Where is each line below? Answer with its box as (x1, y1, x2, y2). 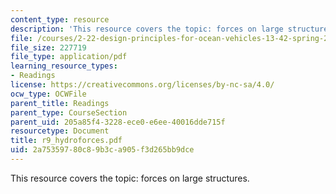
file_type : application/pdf (10, 52, 128, 62)
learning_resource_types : (10, 61, 118, 71)
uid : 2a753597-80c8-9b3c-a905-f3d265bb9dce (10, 145, 195, 155)
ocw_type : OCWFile (10, 89, 87, 99)
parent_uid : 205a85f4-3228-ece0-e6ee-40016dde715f (10, 117, 226, 127)
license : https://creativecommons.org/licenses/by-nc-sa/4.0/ (10, 80, 275, 90)
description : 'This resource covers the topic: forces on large (10, 24, 284, 34)
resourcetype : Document (10, 126, 110, 136)
